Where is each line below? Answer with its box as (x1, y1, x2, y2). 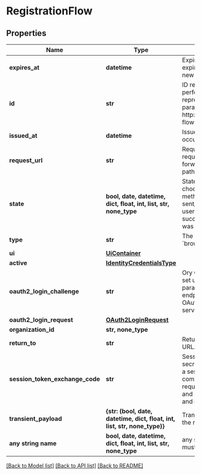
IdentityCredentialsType (105, 259, 176, 267)
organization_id (9, 325, 55, 334)
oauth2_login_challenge (9, 288, 80, 295)
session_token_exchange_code (9, 375, 100, 383)
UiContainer (105, 249, 141, 257)
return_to (9, 339, 36, 347)
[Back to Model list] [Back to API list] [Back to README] (6, 462, 144, 469)
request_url (9, 156, 43, 164)
